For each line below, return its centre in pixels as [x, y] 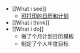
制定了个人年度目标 [45, 44]
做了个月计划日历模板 [47, 36]
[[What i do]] [28, 29]
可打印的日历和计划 [45, 16]
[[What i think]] [31, 23]
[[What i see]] [29, 9]
